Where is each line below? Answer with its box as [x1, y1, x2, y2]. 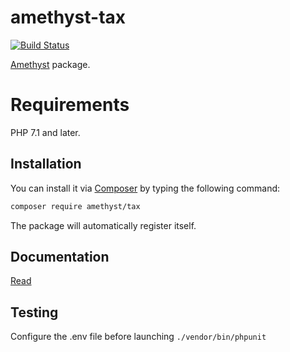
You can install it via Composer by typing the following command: [10, 182, 281, 194]
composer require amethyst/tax [10, 201, 141, 211]
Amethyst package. [10, 58, 91, 70]
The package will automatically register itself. [10, 219, 197, 231]
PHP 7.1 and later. [10, 126, 81, 138]
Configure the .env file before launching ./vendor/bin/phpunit [10, 331, 267, 343]
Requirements [10, 94, 130, 116]
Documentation [10, 248, 110, 265]
